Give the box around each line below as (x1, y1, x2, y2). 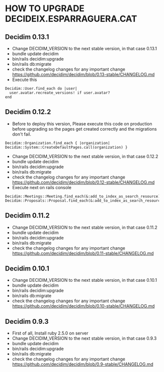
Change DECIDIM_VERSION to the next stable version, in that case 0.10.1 (12, 277, 157, 283)
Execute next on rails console (12, 184, 72, 190)
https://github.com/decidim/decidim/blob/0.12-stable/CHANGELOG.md (12, 179, 155, 185)
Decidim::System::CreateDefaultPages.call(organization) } (5, 145, 128, 150)
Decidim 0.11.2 (5, 212, 50, 220)
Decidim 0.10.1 (5, 264, 50, 273)
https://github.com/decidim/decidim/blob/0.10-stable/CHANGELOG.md (12, 303, 155, 309)
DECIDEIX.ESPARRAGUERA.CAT (5, 13, 138, 24)
